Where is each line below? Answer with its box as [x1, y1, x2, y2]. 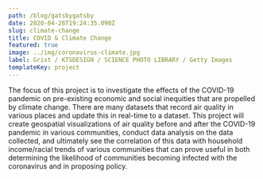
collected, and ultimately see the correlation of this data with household [8, 136, 243, 146]
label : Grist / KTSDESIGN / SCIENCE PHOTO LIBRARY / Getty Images [8, 56, 233, 64]
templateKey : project [8, 64, 80, 72]
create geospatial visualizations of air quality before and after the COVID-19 [8, 119, 256, 128]
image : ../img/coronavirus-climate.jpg [8, 49, 141, 56]
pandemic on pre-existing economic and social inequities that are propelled [8, 93, 256, 103]
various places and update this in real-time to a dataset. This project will [8, 111, 245, 120]
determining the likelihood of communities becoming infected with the [8, 153, 238, 162]
